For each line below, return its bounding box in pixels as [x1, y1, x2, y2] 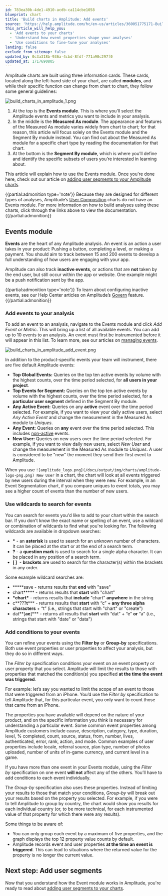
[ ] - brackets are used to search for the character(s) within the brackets [12, 559, 163, 565]
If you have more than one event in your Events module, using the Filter [5, 764, 152, 770]
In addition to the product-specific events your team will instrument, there [5, 357, 157, 363]
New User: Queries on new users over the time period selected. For [12, 436, 152, 442]
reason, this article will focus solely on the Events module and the [12, 129, 147, 136]
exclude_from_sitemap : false [5, 49, 66, 54]
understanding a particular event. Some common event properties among [5, 722, 156, 728]
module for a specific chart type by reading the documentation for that [12, 140, 158, 146]
